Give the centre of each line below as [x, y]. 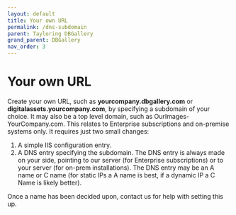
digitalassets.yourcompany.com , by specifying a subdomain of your [109, 109]
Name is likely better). [50, 182]
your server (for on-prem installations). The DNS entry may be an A [116, 168]
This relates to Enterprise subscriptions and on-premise [148, 124]
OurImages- [172, 116]
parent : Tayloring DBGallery [50, 34]
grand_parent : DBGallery [44, 40]
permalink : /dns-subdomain [47, 27]
